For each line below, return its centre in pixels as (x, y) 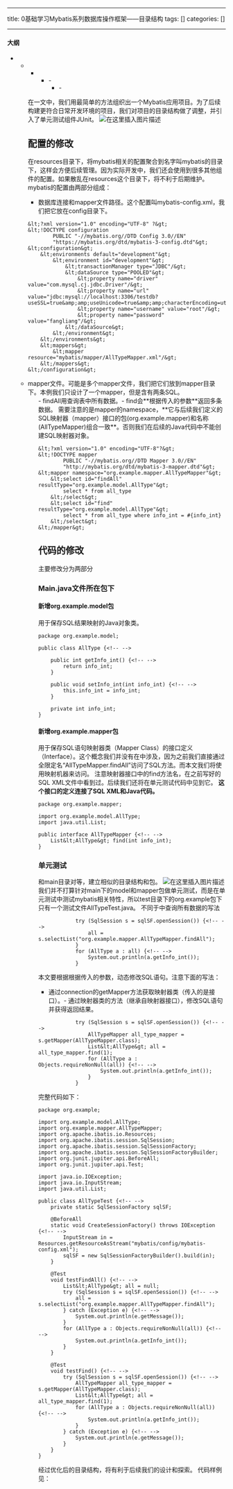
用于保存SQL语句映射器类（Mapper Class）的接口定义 (115, 748)
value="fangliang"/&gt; (62, 321)
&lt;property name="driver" (118, 279)
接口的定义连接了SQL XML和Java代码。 (101, 791)
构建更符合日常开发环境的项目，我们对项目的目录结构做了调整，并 (122, 111)
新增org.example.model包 (76, 606)
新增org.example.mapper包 (78, 731)
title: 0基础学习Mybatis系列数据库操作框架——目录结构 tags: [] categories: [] (116, 19)
